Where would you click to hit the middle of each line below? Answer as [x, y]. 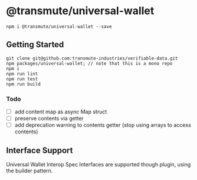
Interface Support [40, 150]
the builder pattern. [29, 171]
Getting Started [35, 45]
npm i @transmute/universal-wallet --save [59, 27]
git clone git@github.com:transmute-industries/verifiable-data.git [92, 58]
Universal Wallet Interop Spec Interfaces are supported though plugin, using [98, 165]
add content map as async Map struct [61, 112]
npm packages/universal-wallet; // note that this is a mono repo [89, 63]
